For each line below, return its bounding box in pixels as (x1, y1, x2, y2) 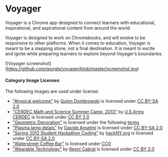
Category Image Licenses (5, 77, 60, 83)
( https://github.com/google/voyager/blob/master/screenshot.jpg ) (5, 66, 139, 72)
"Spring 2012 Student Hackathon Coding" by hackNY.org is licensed (12, 130, 153, 136)
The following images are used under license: (5, 88, 99, 94)
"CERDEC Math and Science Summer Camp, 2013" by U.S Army (12, 109, 144, 115)
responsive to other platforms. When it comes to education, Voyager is (5, 40, 151, 46)
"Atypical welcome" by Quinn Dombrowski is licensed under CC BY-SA (12, 98, 158, 104)
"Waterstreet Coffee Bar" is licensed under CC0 (12, 141, 111, 147)
